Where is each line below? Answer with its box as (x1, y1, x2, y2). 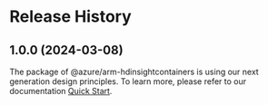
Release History (9, 6, 132, 27)
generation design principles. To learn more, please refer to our (9, 76, 247, 87)
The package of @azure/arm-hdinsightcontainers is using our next (9, 66, 259, 77)
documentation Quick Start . (9, 86, 113, 96)
